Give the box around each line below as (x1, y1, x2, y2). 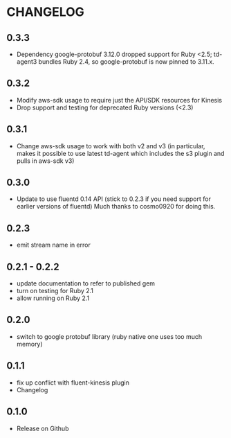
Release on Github (16, 424, 69, 432)
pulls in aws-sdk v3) (16, 157, 75, 165)
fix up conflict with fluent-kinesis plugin (16, 378, 129, 387)
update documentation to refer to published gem (16, 279, 156, 288)
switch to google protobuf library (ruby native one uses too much (16, 332, 202, 340)
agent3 (16, 58, 37, 66)
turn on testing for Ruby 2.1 (16, 287, 94, 295)
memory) (16, 340, 43, 348)
